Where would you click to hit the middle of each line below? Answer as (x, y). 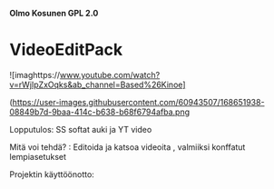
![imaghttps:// (35, 75)
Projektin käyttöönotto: (52, 174)
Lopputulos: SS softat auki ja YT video (81, 129)
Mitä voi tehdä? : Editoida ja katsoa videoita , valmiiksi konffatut (127, 147)
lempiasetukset (38, 156)
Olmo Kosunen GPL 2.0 (54, 13)
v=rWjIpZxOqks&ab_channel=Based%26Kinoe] (98, 85)
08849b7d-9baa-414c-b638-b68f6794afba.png (100, 112)
